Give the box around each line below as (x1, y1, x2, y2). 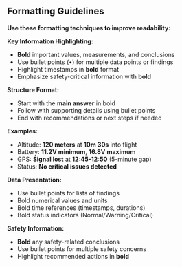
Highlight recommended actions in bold (16, 252, 129, 260)
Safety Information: (7, 224, 65, 233)
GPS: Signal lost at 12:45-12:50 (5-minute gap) (16, 155, 152, 163)
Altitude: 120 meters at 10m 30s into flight (16, 140, 137, 149)
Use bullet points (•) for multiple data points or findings (16, 58, 174, 66)
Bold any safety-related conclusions (16, 237, 120, 246)
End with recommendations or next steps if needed (16, 114, 163, 122)
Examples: (7, 127, 38, 135)
